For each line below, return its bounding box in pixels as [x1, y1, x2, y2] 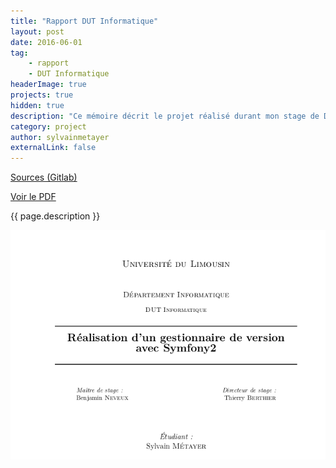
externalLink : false [10, 143, 97, 153]
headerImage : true [10, 80, 87, 90]
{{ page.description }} [10, 210, 101, 222]
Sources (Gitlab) [10, 171, 78, 184]
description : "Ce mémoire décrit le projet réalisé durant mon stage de [10, 111, 320, 121]
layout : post [10, 26, 65, 37]
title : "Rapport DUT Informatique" [10, 16, 159, 26]
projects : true [10, 90, 74, 100]
